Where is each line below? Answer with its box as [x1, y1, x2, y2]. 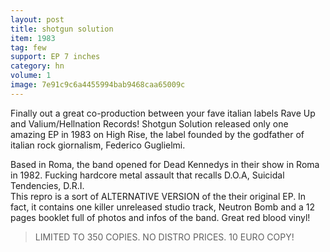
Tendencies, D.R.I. [10, 179, 85, 191]
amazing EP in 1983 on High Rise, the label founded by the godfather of [10, 128, 305, 140]
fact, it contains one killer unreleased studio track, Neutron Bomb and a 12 [10, 201, 315, 213]
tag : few [10, 42, 47, 53]
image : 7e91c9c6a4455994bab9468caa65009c [10, 80, 186, 90]
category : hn [10, 61, 65, 71]
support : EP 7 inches [10, 52, 101, 62]
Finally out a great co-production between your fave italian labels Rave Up [10, 107, 316, 119]
